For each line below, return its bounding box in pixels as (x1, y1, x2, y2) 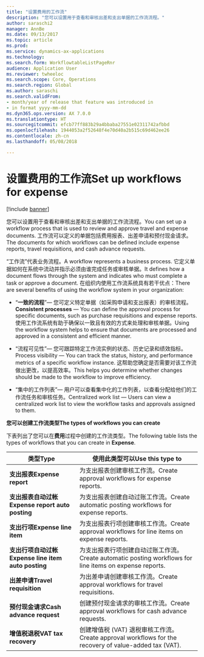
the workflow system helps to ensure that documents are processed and (15, 326, 197, 333)
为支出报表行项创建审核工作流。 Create (79, 519, 190, 528)
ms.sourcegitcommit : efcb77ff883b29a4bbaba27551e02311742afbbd (6, 122, 170, 128)
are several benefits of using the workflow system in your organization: (6, 286, 184, 293)
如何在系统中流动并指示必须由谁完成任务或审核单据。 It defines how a (11, 265, 185, 272)
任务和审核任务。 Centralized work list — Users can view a (25, 393, 171, 400)
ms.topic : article (6, 37, 53, 43)
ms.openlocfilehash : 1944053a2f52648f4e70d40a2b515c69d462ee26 (6, 127, 170, 133)
